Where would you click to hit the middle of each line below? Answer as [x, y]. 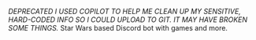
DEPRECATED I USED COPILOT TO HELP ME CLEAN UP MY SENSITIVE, [125, 11]
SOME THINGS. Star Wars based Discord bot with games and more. [118, 28]
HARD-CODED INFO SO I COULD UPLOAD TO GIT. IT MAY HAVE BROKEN [128, 20]
